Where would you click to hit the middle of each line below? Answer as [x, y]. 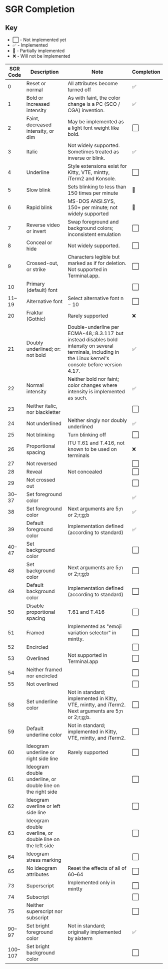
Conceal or [39, 243]
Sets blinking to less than [97, 187]
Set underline [42, 701]
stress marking [44, 860]
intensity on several [90, 346]
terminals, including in [93, 352]
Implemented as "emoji [94, 626]
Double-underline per [93, 327]
